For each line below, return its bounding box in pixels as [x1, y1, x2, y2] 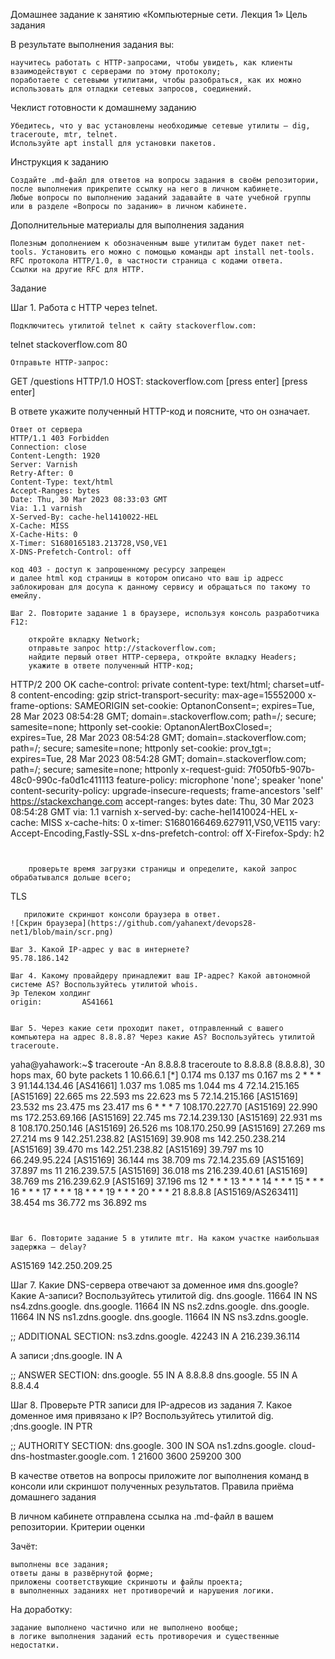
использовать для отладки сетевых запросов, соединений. [10, 84, 253, 94]
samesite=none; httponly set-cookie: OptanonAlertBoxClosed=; [10, 721, 273, 733]
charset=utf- [272, 679, 325, 690]
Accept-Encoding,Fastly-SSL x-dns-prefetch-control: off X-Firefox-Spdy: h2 [10, 827, 325, 839]
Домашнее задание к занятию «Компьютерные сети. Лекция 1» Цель [10, 9, 308, 20]
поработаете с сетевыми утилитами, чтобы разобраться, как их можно [10, 75, 302, 85]
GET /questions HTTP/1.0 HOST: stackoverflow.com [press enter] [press [10, 375, 308, 387]
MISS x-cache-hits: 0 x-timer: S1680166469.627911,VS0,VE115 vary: [40, 817, 321, 828]
